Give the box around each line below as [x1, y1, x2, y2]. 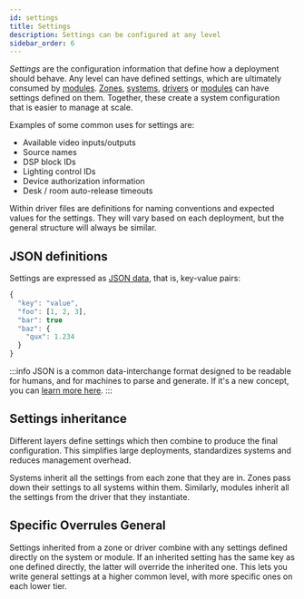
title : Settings [9, 22, 71, 31]
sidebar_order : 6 [9, 38, 75, 48]
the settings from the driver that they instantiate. [9, 491, 191, 502]
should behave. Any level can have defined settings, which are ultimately [9, 74, 282, 84]
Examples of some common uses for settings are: [9, 120, 195, 131]
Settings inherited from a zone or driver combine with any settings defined [9, 542, 288, 553]
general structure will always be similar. [9, 222, 157, 233]
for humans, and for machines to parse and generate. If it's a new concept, [9, 376, 289, 387]
